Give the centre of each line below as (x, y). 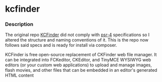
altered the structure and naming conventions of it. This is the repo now (77, 40)
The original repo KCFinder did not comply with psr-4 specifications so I (77, 35)
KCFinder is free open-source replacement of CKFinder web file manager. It (81, 55)
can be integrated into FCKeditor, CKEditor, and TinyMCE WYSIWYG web (78, 60)
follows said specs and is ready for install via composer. (61, 45)
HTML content (19, 75)
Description (19, 24)
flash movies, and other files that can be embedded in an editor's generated (81, 70)
